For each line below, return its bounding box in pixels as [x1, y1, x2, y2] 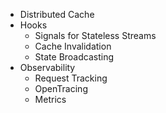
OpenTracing [34, 83, 88, 94]
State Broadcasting [34, 51, 115, 63]
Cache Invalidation [34, 40, 112, 52]
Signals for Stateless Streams [34, 30, 157, 41]
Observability [19, 62, 76, 73]
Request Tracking [34, 72, 108, 84]
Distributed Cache [19, 9, 95, 20]
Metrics [34, 94, 67, 105]
